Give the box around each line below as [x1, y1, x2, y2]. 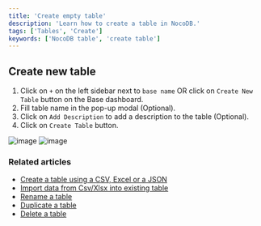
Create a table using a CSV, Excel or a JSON [19, 175, 168, 185]
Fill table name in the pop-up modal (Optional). [19, 103, 176, 113]
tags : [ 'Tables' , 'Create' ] [8, 27, 103, 35]
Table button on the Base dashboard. [19, 95, 144, 104]
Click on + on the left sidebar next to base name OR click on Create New [19, 86, 253, 96]
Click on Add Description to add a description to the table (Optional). [19, 112, 249, 122]
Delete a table [19, 209, 67, 219]
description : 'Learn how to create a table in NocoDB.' [8, 19, 200, 28]
